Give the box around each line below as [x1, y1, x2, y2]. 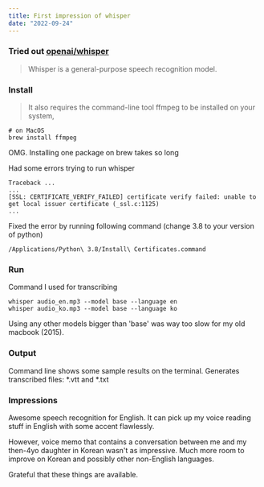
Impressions [8, 394, 58, 406]
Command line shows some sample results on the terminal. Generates [8, 365, 240, 375]
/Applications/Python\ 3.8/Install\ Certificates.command [8, 246, 206, 254]
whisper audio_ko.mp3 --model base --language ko [8, 305, 178, 313]
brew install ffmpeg [8, 134, 78, 142]
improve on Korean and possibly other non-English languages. [8, 454, 215, 464]
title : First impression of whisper [8, 11, 131, 20]
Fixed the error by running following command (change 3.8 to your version [8, 221, 254, 231]
